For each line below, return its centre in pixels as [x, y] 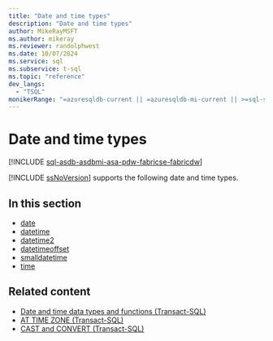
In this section [45, 203]
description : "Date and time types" [70, 24]
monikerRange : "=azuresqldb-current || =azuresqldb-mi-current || [123, 99]
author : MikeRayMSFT [43, 31]
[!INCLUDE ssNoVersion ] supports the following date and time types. [123, 178]
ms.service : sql [36, 62]
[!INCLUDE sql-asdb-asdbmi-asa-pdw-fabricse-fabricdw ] [106, 162]
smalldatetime [43, 258]
